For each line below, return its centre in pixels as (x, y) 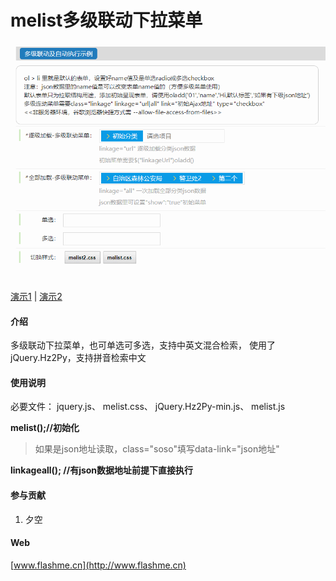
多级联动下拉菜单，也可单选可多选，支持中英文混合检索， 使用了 (143, 345)
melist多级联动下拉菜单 (106, 20)
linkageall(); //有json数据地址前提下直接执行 (102, 470)
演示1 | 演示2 (36, 296)
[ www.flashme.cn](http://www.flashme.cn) (98, 565)
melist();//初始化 (45, 428)
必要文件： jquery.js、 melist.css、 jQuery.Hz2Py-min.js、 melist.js (148, 407)
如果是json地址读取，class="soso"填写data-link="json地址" (157, 449)
